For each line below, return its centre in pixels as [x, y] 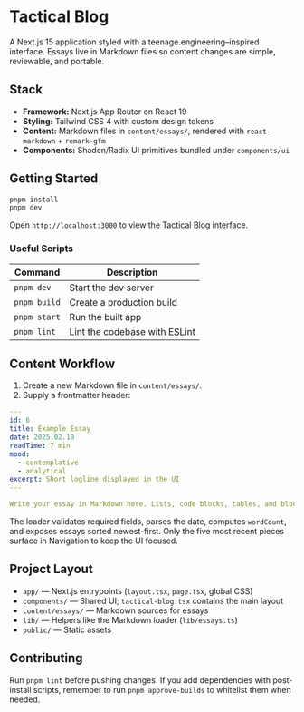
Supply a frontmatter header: [76, 395]
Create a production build [123, 302]
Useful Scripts [42, 249]
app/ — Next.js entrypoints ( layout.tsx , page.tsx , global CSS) [138, 590]
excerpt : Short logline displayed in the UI [95, 479]
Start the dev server [111, 288]
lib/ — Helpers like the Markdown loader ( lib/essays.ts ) [130, 619]
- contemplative [48, 463]
